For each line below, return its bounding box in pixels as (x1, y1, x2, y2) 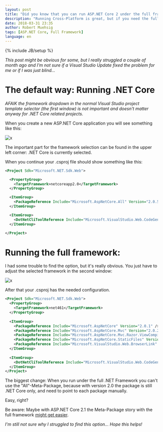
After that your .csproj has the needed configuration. (5, 287, 110, 293)
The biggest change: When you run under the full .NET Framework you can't (5, 378, 158, 383)
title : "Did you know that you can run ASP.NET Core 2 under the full (5, 12, 151, 17)
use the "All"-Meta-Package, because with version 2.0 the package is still (5, 383, 152, 389)
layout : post (5, 7, 32, 12)
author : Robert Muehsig (5, 25, 53, 30)
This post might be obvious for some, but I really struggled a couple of (5, 57, 146, 63)
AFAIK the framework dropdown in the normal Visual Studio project (5, 100, 140, 106)
